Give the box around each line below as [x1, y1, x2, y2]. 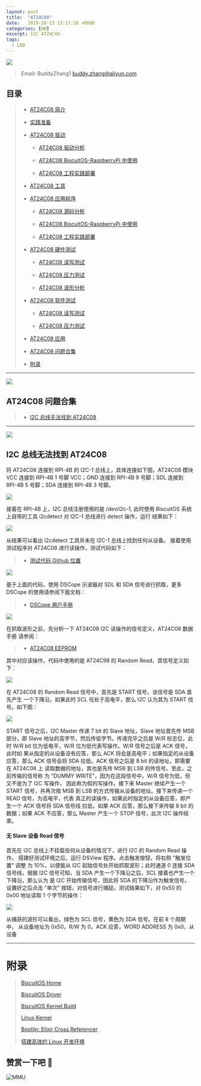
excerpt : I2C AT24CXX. [6, 31, 63, 37]
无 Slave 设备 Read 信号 [6, 832, 65, 839]
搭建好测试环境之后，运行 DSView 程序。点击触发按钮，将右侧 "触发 [17, 854, 186, 861]
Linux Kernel [20, 1014, 52, 1021]
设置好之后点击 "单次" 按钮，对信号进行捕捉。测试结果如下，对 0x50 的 [6, 884, 182, 891]
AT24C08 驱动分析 [38, 144, 85, 151]
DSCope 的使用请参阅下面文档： [6, 588, 86, 596]
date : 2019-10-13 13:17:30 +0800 [6, 20, 95, 26]
